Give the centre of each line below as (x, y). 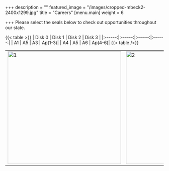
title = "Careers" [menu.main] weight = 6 (82, 13)
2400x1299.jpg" (22, 13)
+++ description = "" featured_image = (46, 7)
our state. (15, 28)
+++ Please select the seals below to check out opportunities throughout (81, 22)
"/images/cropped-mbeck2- (116, 7)
